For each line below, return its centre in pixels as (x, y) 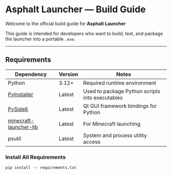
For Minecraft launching (112, 124)
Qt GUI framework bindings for (120, 106)
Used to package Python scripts (122, 91)
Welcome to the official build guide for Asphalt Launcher (66, 24)
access (92, 142)
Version (68, 74)
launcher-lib (23, 127)
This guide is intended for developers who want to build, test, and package (84, 33)
